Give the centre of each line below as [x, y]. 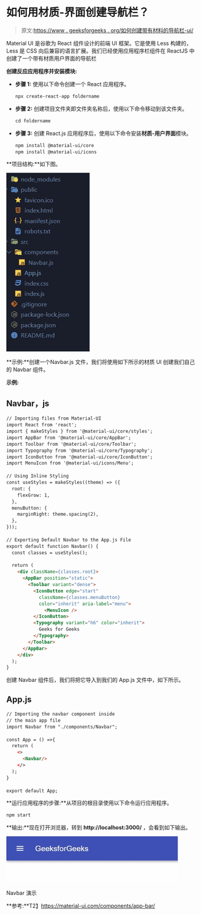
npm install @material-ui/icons [56, 152]
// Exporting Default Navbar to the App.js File [69, 540]
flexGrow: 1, [34, 495]
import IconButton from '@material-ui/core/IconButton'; [80, 457]
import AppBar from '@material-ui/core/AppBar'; [69, 438]
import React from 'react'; [42, 425]
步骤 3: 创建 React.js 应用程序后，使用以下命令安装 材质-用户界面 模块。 [103, 133]
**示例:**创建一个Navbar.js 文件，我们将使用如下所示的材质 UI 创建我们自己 [100, 362]
